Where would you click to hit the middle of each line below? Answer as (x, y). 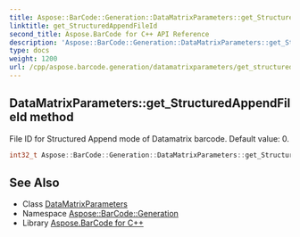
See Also (34, 182)
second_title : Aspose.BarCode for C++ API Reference (109, 34)
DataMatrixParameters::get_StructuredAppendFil (150, 103)
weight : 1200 (33, 59)
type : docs (29, 51)
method (52, 117)
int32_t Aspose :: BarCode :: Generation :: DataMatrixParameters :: (127, 155)
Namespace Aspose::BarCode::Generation (100, 214)
